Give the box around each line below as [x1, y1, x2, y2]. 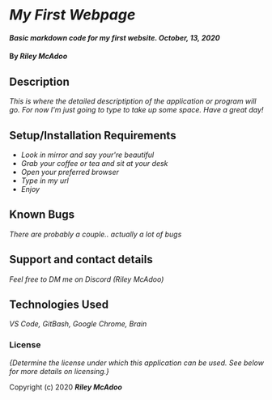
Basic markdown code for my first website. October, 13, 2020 [9, 32, 221, 42]
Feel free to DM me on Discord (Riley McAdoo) [9, 274, 164, 284]
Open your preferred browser [20, 168, 120, 177]
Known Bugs [9, 208, 75, 222]
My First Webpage [9, 6, 136, 24]
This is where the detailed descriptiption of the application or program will [9, 96, 257, 106]
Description [9, 74, 70, 88]
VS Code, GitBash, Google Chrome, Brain [9, 319, 147, 329]
